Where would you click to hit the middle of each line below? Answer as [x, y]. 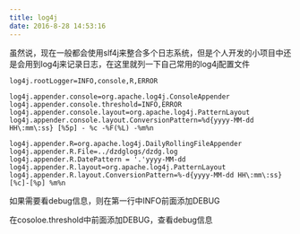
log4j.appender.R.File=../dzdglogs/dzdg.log [94, 152]
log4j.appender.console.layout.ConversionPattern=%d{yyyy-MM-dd [132, 120]
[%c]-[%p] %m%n [38, 183]
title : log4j [34, 17]
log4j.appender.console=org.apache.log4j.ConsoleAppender [120, 96]
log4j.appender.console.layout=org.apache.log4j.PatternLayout [130, 112]
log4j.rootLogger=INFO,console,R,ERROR [84, 81]
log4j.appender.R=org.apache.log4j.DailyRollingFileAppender [126, 143]
